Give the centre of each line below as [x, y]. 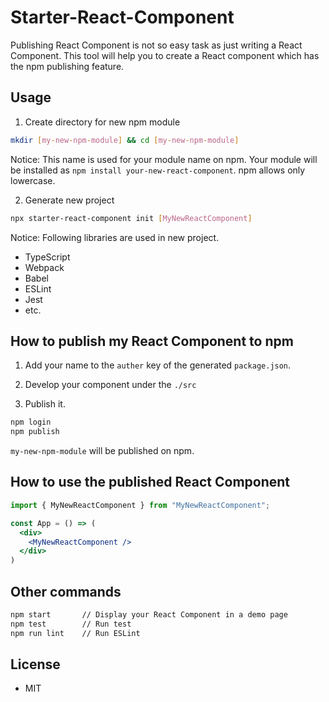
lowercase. [33, 180]
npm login [31, 422]
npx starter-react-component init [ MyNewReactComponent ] [131, 218]
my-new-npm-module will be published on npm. [102, 451]
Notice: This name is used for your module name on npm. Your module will [164, 159]
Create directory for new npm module [102, 122]
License [35, 664]
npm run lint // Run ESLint [75, 633]
